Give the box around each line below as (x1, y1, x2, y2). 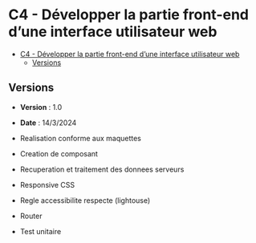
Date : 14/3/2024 (19, 118, 77, 128)
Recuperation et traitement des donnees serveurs (19, 164, 185, 174)
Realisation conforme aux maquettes (19, 133, 142, 143)
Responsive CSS (19, 180, 75, 189)
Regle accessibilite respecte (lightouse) (19, 195, 151, 205)
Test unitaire (19, 226, 62, 236)
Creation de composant (19, 148, 99, 158)
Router (19, 211, 43, 221)
